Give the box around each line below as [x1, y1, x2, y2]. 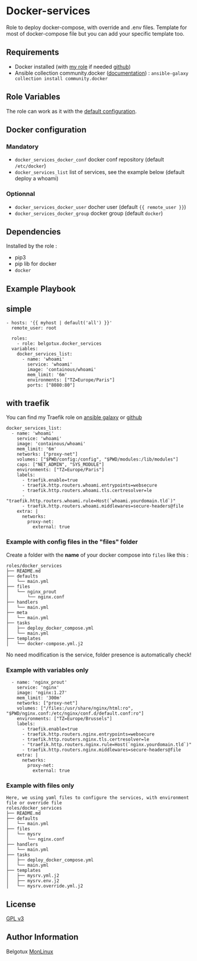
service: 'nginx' [17, 684, 60, 690]
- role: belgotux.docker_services [17, 340, 102, 347]
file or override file [6, 800, 62, 806]
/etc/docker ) [14, 162, 46, 170]
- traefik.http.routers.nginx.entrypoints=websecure [21, 731, 155, 737]
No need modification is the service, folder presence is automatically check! [6, 651, 192, 658]
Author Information [6, 932, 79, 942]
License [6, 899, 36, 909]
